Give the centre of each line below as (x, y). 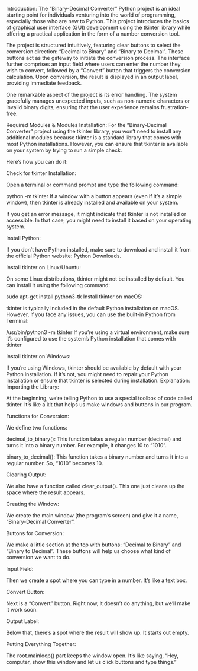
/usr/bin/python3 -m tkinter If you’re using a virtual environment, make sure (98, 332)
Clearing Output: (26, 475)
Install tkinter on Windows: (38, 356)
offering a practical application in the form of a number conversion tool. (93, 34)
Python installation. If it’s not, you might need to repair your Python (87, 374)
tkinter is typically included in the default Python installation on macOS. (93, 308)
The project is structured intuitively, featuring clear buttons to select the (94, 45)
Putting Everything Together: (41, 644)
